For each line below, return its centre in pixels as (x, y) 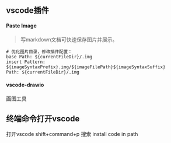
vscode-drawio (25, 85)
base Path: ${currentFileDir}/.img (49, 57)
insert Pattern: (26, 62)
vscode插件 (28, 11)
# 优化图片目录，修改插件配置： (39, 51)
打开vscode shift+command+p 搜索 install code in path (72, 134)
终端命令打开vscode (43, 119)
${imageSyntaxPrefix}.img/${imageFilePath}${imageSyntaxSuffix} (86, 67)
